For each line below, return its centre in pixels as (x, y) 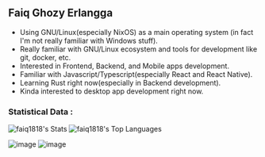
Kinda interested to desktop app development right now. (111, 91)
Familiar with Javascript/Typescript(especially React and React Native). (136, 74)
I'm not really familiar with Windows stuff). (89, 40)
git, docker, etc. (45, 57)
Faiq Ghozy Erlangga (61, 13)
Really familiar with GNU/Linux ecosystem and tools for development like (138, 49)
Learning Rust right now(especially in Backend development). (120, 82)
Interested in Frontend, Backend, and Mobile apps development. (125, 66)
